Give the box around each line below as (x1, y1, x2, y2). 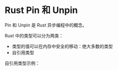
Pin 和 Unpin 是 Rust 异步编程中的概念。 (4, 22, 87, 28)
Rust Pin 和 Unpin (4, 4, 78, 16)
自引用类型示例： (4, 60, 40, 66)
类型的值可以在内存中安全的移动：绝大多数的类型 (11, 43, 113, 49)
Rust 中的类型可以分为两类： (4, 32, 63, 38)
